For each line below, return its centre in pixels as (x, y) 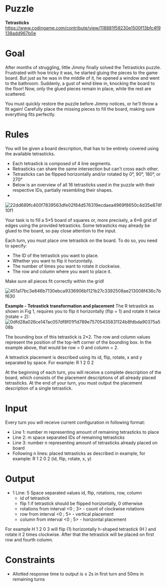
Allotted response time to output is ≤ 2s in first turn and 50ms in (78, 573)
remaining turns (28, 579)
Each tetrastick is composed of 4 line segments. (62, 163)
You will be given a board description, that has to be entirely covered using (82, 148)
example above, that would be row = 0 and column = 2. (62, 347)
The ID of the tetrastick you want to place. (55, 255)
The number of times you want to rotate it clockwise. (67, 266)
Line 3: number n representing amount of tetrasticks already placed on (85, 443)
